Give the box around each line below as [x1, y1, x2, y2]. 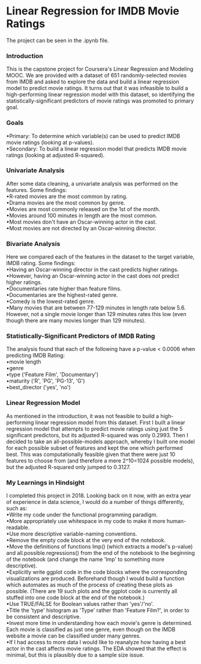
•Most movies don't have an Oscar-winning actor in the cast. [6, 218, 157, 226]
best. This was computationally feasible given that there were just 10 [6, 450, 176, 458]
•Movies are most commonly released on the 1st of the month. [6, 205, 161, 212]
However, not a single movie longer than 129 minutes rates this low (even [6, 311, 187, 318]
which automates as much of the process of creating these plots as [6, 581, 173, 588]
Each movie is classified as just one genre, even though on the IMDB [6, 626, 176, 633]
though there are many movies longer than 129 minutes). [6, 317, 146, 325]
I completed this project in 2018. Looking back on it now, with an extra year [6, 492, 191, 499]
